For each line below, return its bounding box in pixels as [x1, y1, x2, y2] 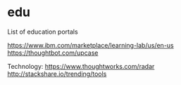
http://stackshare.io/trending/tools [7, 70, 107, 78]
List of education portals [7, 27, 79, 36]
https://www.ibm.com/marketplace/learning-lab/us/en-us [7, 41, 174, 49]
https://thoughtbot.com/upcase [7, 48, 99, 57]
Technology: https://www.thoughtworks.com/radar [7, 62, 155, 70]
